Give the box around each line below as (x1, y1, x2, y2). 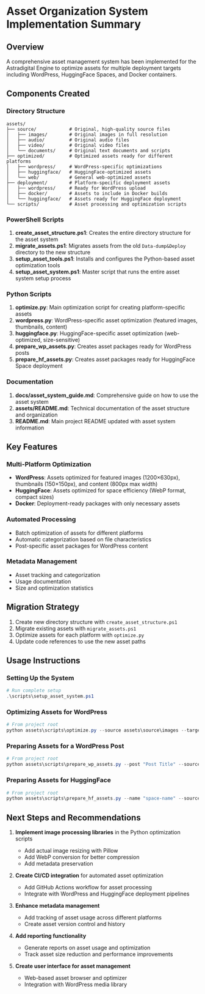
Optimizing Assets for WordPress (6, 708, 108, 716)
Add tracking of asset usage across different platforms (24, 914, 162, 921)
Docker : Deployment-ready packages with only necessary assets (15, 500, 180, 507)
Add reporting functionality (15, 932, 87, 940)
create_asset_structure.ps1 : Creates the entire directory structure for (15, 229, 191, 236)
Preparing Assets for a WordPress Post (6, 742, 124, 751)
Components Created (6, 89, 90, 99)
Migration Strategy (6, 602, 80, 612)
